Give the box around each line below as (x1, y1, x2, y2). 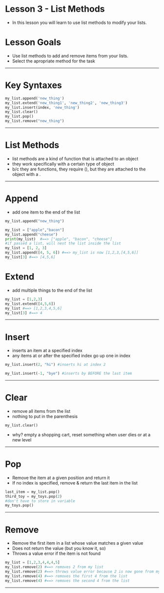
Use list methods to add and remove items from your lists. (12, 53, 128, 59)
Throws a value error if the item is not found (12, 551, 101, 556)
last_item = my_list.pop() (5, 489, 60, 494)
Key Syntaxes (5, 80, 62, 91)
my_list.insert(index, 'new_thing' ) (5, 105, 80, 110)
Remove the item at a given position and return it (12, 475, 110, 481)
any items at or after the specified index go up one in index (12, 353, 131, 359)
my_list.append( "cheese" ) (5, 232, 58, 237)
